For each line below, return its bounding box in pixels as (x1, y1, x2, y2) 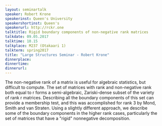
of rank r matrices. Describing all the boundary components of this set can (5, 95, 154, 100)
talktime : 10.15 (5, 39, 38, 44)
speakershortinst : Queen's (5, 20, 60, 26)
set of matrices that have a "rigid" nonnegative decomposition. (5, 115, 130, 121)
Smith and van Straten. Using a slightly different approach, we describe (5, 105, 148, 111)
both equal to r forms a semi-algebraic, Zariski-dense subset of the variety (5, 90, 154, 95)
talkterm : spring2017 (5, 48, 49, 53)
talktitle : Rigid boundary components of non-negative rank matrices (5, 30, 149, 35)
